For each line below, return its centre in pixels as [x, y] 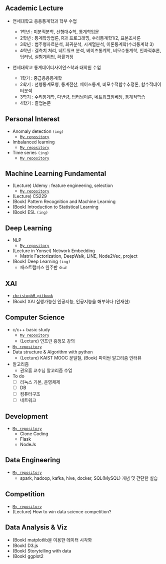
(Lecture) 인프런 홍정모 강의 [47, 341]
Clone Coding [34, 434]
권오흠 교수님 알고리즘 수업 [46, 370]
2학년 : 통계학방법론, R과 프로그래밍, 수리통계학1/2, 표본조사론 [80, 38]
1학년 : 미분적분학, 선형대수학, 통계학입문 [59, 32]
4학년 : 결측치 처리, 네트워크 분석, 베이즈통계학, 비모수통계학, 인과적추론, [90, 50]
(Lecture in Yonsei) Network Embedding [53, 251]
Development [27, 416]
